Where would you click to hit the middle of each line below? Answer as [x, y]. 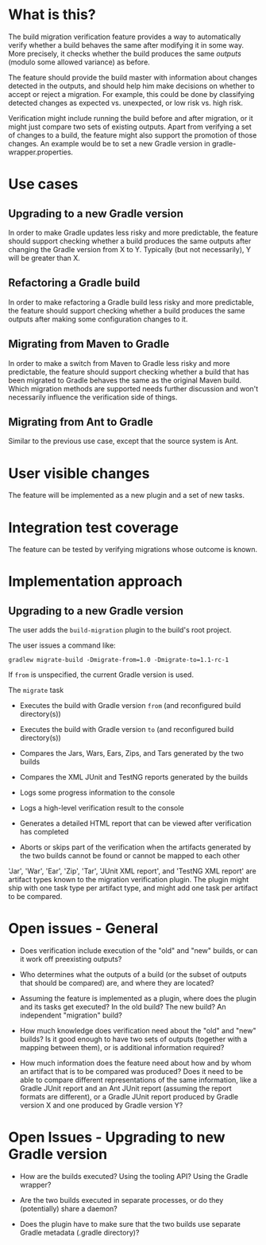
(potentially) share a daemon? [68, 1209]
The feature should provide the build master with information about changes [133, 77]
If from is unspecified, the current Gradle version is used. [101, 675]
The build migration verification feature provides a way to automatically [125, 37]
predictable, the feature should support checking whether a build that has [129, 372]
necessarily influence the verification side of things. [93, 397]
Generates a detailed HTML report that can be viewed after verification [135, 823]
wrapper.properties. [41, 152]
